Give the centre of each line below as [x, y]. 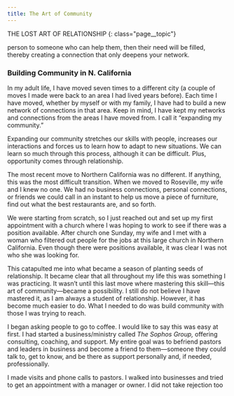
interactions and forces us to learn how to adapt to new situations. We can [115, 146]
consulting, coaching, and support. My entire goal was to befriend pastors [115, 341]
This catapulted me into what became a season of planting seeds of [105, 268]
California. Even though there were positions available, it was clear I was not [117, 247]
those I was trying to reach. [47, 313]
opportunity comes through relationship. [66, 161]
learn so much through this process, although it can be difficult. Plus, [107, 153]
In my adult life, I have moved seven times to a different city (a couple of [111, 87]
